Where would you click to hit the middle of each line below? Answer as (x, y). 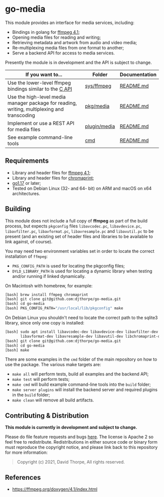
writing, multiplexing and (36, 109)
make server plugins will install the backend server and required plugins (85, 390)
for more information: (26, 452)
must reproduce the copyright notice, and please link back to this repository (81, 447)
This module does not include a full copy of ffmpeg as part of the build (76, 221)
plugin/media (100, 126)
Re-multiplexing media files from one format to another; (68, 48)
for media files (24, 129)
